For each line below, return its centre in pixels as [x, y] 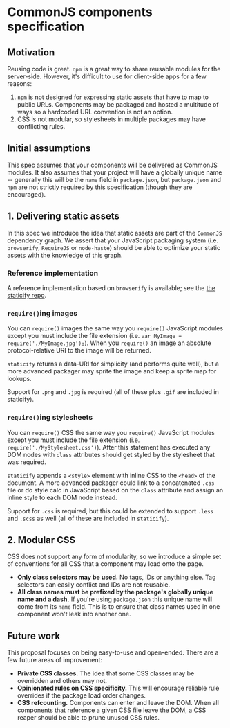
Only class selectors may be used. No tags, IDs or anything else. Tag [116, 577]
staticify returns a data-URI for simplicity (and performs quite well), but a [113, 364]
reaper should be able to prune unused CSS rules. [88, 718]
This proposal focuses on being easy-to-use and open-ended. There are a [113, 652]
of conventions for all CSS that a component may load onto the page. [105, 564]
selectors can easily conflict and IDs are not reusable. [94, 585]
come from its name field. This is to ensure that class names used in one [118, 607]
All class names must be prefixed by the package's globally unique [115, 592]
